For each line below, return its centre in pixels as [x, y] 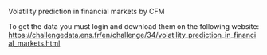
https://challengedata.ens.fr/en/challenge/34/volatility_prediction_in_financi [132, 35]
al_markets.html [34, 43]
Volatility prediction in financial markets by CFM [86, 11]
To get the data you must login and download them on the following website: [134, 26]
